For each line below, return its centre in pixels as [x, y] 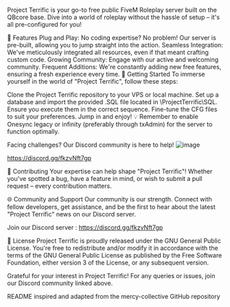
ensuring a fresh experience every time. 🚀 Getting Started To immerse [106, 74]
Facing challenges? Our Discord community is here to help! [91, 145]
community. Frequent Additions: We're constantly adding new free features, [114, 67]
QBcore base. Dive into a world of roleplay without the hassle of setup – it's [114, 17]
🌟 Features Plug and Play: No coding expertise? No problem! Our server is [112, 38]
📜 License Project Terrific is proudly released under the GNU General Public [114, 241]
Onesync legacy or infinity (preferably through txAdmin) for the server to [110, 124]
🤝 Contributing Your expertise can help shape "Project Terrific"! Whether [110, 171]
